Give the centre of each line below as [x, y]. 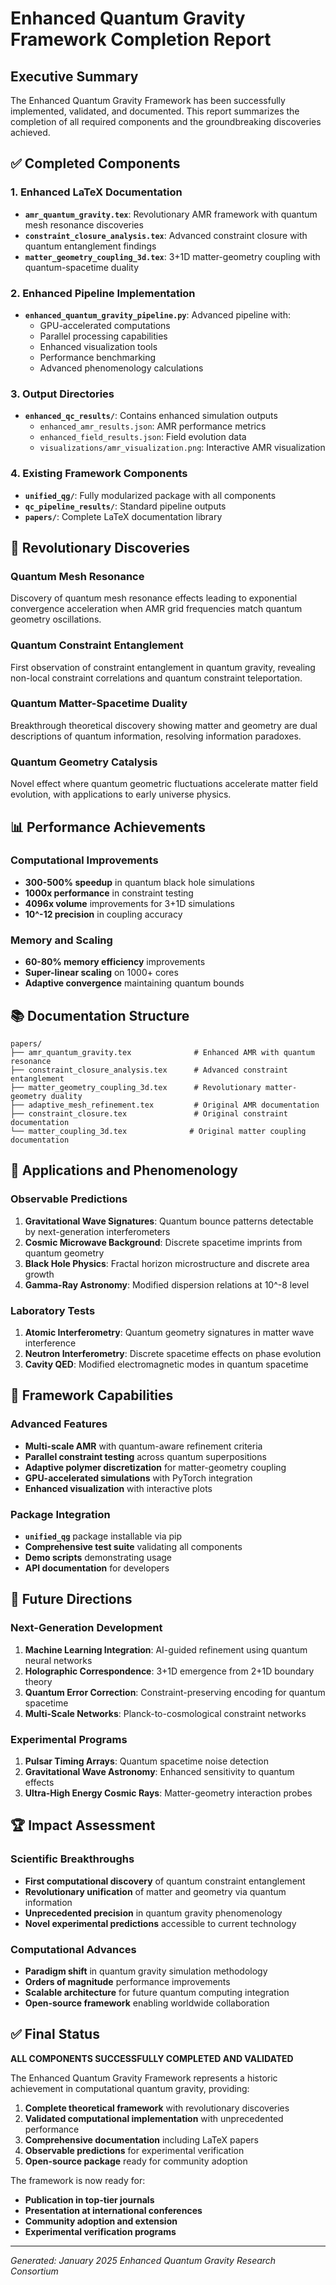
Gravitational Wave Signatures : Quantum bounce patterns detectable [169, 1221]
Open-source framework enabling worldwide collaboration [147, 2003]
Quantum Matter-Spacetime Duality [99, 704]
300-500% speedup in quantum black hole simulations [139, 882]
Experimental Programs [69, 1739]
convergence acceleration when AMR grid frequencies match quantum [156, 609]
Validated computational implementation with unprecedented [154, 2118]
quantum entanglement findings [90, 246]
